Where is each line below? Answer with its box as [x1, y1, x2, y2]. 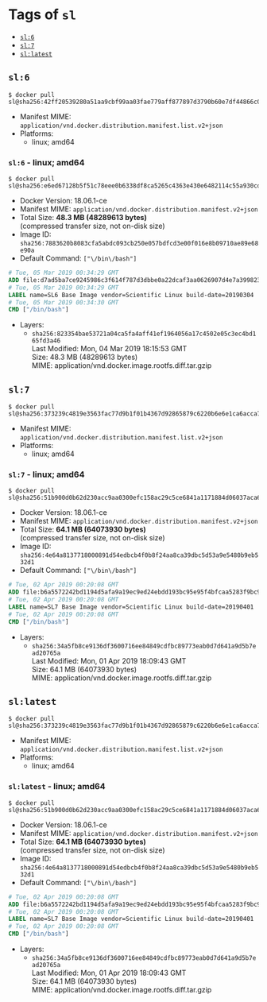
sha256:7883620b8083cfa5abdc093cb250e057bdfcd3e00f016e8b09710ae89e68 [19, 240, 259, 248]
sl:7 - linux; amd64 [8, 469, 85, 480]
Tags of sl [8, 6, 77, 24]
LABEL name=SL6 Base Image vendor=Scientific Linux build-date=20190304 [8, 291, 254, 299]
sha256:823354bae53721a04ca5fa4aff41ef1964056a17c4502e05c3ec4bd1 [31, 330, 257, 339]
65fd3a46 [31, 337, 61, 345]
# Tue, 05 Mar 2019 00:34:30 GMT [8, 298, 119, 307]
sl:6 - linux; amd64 [8, 157, 85, 168]
